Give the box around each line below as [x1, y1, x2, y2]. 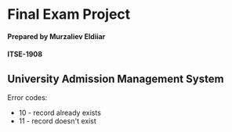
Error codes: [7, 93, 48, 102]
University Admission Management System [7, 72, 224, 85]
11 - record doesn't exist [18, 116, 96, 126]
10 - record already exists [18, 108, 101, 118]
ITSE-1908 [7, 49, 43, 59]
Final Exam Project [7, 5, 131, 23]
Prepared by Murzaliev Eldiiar [7, 31, 106, 41]
